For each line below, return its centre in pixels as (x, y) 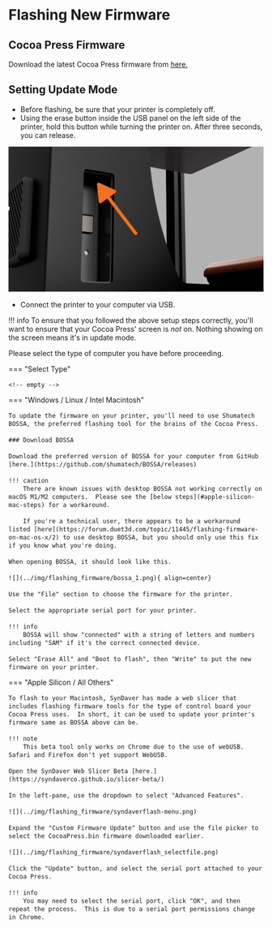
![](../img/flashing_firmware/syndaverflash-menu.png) (103, 812)
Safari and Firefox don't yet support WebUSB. (88, 755)
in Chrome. (27, 917)
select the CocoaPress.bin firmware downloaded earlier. (106, 836)
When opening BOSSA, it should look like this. (90, 562)
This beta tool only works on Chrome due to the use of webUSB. (134, 747)
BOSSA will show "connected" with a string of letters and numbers (139, 635)
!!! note (23, 739)
